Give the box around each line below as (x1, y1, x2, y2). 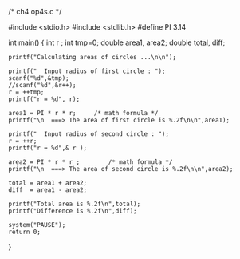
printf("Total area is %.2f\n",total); (8, 200, 141, 208)
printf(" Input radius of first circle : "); (8, 67, 166, 75)
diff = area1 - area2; (8, 186, 88, 194)
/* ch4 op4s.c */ (8, 7, 62, 16)
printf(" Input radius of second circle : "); (8, 130, 170, 138)
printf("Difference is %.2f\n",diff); (8, 207, 137, 215)
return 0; (8, 228, 41, 236)
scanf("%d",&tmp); (8, 74, 69, 82)
